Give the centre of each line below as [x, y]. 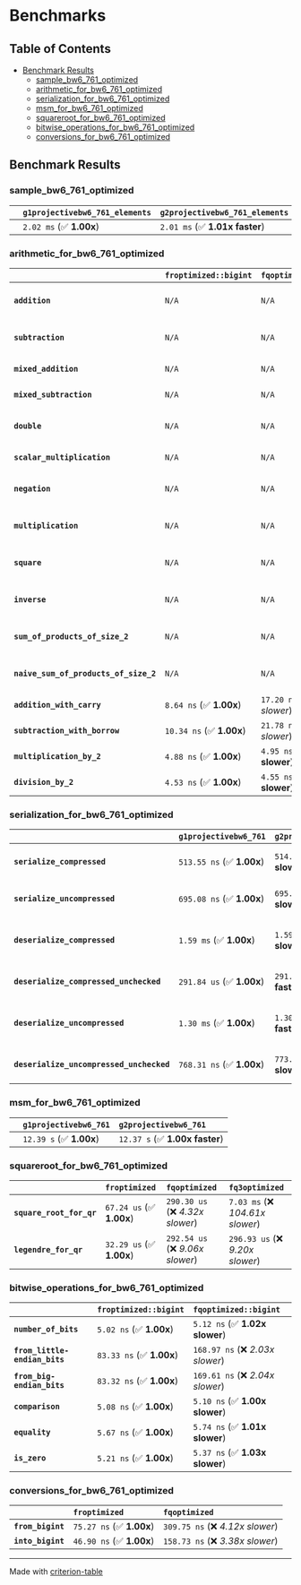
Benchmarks [58, 16]
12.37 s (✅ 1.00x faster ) [171, 1139]
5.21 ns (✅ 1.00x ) [136, 1459]
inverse [30, 599]
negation [32, 488]
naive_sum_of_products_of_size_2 [85, 673]
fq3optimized [257, 1187]
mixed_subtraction [53, 394]
